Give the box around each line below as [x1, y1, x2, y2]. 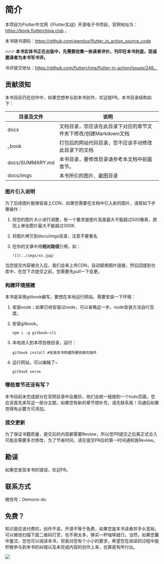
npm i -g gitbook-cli [12, 331, 56, 335]
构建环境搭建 [5, 282, 36, 289]
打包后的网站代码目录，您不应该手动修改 [59, 139, 152, 146]
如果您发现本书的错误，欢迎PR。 [5, 467, 71, 473]
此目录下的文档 [59, 146, 94, 153]
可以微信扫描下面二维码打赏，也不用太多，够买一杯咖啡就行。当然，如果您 [5, 532, 155, 538]
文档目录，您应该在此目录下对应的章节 [59, 123, 147, 129]
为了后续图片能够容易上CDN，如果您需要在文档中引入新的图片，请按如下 [5, 200, 151, 206]
